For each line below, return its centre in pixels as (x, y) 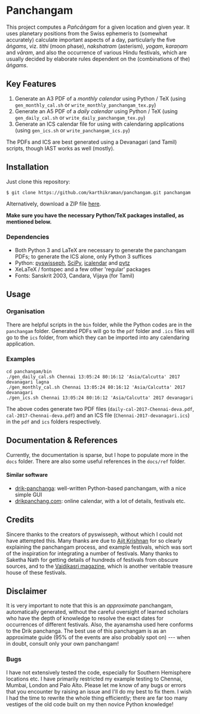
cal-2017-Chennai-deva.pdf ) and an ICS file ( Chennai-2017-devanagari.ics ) (98, 415)
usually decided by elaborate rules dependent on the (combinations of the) (98, 59)
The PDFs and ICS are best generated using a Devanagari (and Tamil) (92, 142)
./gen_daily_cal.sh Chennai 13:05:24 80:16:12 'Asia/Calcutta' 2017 (93, 377)
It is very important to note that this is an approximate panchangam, (90, 606)
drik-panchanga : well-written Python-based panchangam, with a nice (100, 488)
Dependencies (28, 237)
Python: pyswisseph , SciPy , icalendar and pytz (72, 263)
